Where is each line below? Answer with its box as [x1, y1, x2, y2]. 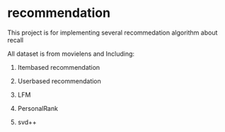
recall [7, 35, 23, 44]
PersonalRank [17, 104, 59, 112]
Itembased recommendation [17, 63, 100, 71]
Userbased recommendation [17, 76, 101, 85]
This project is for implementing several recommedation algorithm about [7, 28, 218, 37]
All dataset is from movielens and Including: [7, 49, 135, 58]
